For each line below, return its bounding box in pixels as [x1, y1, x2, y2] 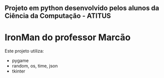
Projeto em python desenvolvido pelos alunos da [4, 4, 160, 12]
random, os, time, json [11, 63, 58, 69]
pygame [11, 58, 29, 64]
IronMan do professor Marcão [4, 32, 131, 43]
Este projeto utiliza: [4, 48, 44, 54]
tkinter [11, 68, 25, 74]
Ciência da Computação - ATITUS [4, 12, 111, 20]
